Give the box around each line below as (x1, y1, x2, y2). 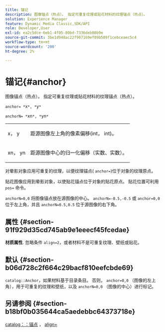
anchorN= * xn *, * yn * (5, 113, 49, 119)
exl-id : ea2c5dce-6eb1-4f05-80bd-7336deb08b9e (5, 30, 103, 35)
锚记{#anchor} (5, 76, 67, 87)
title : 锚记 (5, 7, 28, 12)
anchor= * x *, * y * (5, 103, 41, 109)
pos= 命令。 (5, 185, 29, 191)
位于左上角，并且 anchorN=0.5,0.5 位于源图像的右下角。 (5, 202, 120, 208)
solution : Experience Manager (5, 16, 68, 21)
